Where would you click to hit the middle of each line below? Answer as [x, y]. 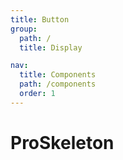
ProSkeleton [62, 142]
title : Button [40, 19]
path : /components [58, 84]
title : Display [51, 47]
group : [24, 29]
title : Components [58, 75]
